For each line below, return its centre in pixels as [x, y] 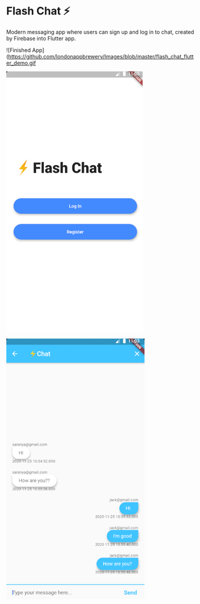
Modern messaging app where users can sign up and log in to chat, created [100, 32]
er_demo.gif [21, 63]
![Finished [19, 50]
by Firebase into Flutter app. [41, 38]
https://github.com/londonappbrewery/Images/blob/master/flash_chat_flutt [101, 56]
